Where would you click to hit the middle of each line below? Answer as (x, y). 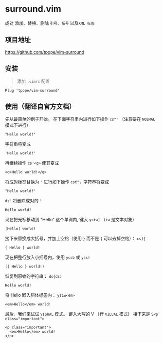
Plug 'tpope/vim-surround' (32, 90)
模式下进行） (18, 125)
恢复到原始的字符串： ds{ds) (34, 276)
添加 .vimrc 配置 (33, 81)
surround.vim (33, 9)
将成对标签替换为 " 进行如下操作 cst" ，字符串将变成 (57, 182)
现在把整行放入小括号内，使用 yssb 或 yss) (48, 257)
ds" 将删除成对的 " (24, 201)
